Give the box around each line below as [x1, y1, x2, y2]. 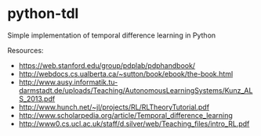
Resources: [7, 45, 44, 55]
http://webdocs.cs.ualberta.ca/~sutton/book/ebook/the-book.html [18, 69, 234, 78]
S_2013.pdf [18, 94, 56, 103]
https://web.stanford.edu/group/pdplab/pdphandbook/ [18, 60, 196, 70]
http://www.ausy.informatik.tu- [18, 77, 118, 87]
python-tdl [7, 5, 79, 23]
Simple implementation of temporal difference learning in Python [7, 30, 216, 40]
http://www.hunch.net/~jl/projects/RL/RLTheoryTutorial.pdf [18, 102, 209, 112]
